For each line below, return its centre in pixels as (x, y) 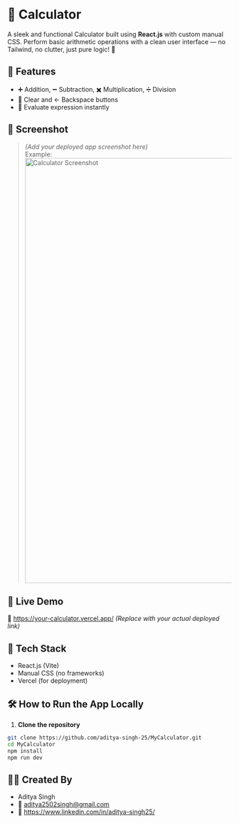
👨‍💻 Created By (40, 779)
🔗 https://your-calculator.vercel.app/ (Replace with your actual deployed (113, 619)
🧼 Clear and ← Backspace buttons (68, 100)
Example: (38, 154)
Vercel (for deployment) (52, 681)
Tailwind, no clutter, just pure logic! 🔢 (62, 49)
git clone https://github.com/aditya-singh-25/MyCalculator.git (105, 738)
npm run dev (25, 758)
